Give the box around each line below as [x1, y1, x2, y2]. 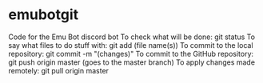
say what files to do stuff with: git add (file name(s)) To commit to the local [8, 40, 253, 49]
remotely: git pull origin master [8, 65, 110, 75]
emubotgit [8, 6, 78, 24]
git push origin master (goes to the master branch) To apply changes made [8, 57, 256, 67]
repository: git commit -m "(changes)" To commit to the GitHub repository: [8, 49, 254, 58]
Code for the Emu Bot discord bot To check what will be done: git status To [8, 32, 256, 41]
